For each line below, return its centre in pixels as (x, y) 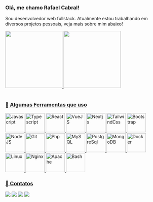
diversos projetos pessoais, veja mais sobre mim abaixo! (64, 24)
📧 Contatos (19, 183)
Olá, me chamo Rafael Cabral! (42, 8)
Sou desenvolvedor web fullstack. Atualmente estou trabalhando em (76, 19)
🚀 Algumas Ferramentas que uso (46, 105)
